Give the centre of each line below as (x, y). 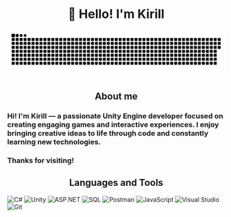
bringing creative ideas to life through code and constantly (108, 133)
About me (116, 96)
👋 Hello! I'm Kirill (116, 14)
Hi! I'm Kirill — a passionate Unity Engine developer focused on (115, 116)
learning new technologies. (54, 142)
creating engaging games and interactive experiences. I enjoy (113, 125)
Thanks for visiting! (41, 160)
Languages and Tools (116, 183)
